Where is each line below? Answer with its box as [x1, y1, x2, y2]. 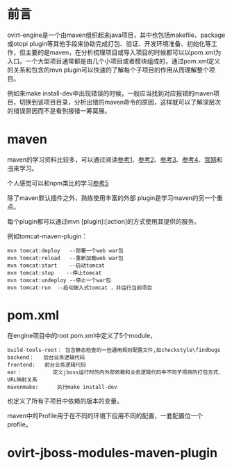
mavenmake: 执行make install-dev [7, 383, 117, 390]
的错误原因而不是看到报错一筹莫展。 [7, 106, 111, 115]
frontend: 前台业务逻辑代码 [7, 361, 87, 368]
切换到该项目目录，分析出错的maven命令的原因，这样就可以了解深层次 [19, 98, 221, 106]
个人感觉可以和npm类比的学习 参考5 [7, 178, 109, 187]
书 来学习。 [7, 164, 38, 172]
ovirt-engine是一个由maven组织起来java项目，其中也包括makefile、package [7, 31, 226, 39]
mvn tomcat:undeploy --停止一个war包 [7, 277, 111, 284]
